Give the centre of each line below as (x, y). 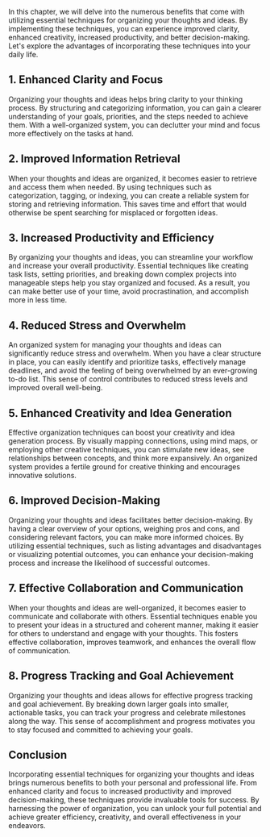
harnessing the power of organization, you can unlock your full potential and (135, 809)
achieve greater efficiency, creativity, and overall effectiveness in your (125, 817)
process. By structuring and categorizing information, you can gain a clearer (135, 107)
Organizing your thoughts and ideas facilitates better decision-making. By (131, 520)
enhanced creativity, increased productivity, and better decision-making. (129, 37)
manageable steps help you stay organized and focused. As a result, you (129, 283)
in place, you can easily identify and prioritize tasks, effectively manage (127, 362)
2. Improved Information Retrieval (94, 159)
